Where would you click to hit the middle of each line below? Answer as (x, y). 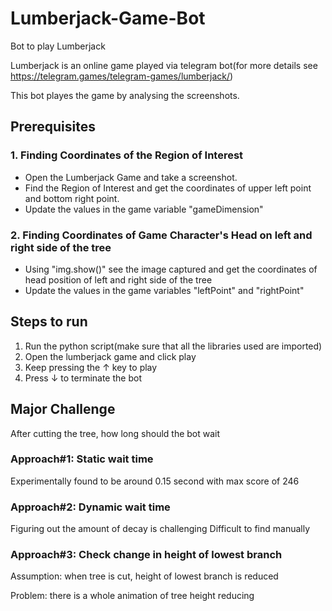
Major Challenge (63, 409)
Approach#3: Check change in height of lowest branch (146, 555)
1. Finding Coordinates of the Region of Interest (127, 155)
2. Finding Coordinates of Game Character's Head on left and (161, 235)
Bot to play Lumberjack (58, 46)
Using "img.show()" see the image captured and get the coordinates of (171, 269)
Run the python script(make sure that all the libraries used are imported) (173, 346)
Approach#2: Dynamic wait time (90, 507)
